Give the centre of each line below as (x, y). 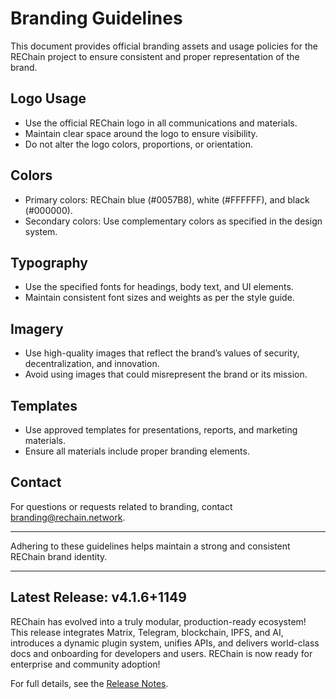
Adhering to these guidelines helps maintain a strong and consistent (150, 546)
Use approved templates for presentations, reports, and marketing (161, 430)
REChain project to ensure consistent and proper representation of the (155, 56)
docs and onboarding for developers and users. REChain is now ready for (161, 653)
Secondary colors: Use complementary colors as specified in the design (173, 221)
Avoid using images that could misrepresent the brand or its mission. (166, 374)
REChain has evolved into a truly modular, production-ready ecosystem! (158, 621)
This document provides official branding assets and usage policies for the (164, 46)
